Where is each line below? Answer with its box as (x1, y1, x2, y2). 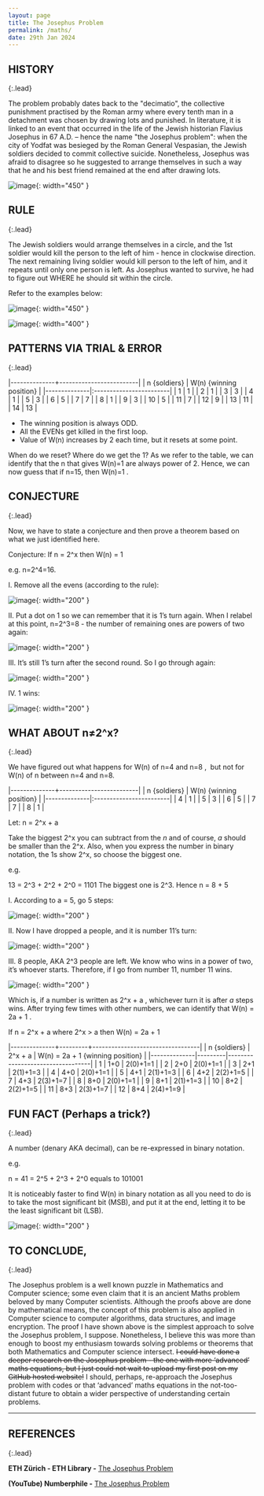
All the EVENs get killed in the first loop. (19, 427, 148, 436)
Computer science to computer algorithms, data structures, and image (8, 1313, 236, 1323)
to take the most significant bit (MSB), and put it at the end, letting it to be (8, 1198, 246, 1207)
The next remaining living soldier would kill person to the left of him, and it (8, 257, 247, 266)
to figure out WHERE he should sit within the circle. (8, 273, 173, 283)
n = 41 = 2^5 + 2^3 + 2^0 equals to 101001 (8, 1174, 144, 1184)
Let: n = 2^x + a (8, 818, 59, 827)
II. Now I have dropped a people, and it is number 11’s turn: (8, 926, 197, 936)
